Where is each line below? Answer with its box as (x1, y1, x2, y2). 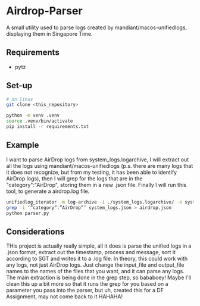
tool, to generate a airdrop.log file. (6, 188, 90, 195)
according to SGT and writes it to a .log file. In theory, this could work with (6, 255, 188, 263)
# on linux (6, 96, 33, 102)
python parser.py (6, 210, 49, 216)
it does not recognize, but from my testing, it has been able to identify (6, 168, 177, 176)
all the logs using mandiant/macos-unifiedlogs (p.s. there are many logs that (6, 162, 193, 169)
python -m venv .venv (6, 113, 60, 118)
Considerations (6, 226, 65, 236)
